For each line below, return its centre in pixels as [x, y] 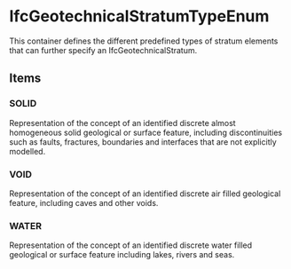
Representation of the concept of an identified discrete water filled [131, 245]
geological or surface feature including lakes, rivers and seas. [122, 255]
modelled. [28, 151]
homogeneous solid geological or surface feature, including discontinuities [145, 132]
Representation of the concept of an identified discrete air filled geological [145, 194]
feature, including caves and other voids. [84, 202]
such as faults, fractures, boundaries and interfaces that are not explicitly [143, 142]
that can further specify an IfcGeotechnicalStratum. [103, 50]
